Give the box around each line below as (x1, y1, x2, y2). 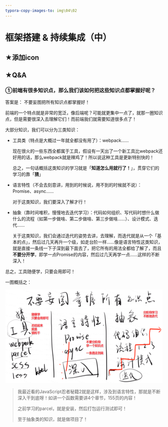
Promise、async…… (12, 188, 54, 194)
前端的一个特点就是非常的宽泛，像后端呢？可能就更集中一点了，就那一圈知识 (5, 109, 163, 115)
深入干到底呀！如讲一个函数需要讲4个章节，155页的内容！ (17, 395, 137, 401)
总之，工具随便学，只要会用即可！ (5, 268, 75, 274)
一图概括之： (5, 279, 31, 285)
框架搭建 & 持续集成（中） (5, 32, 112, 43)
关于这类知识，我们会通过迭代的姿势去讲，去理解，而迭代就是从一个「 (12, 232, 157, 238)
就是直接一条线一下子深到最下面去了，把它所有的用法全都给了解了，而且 (12, 245, 161, 251)
